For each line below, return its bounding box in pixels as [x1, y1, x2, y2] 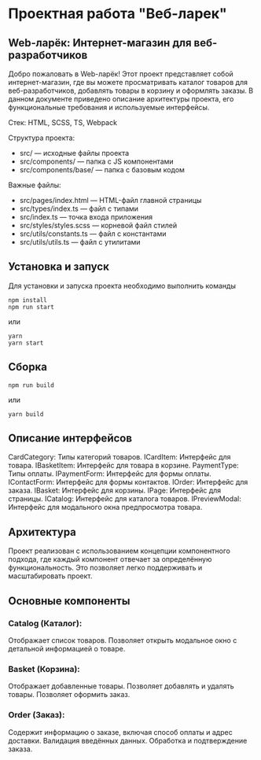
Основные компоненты [8, 594, 130, 607]
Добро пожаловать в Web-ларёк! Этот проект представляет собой [8, 69, 233, 79]
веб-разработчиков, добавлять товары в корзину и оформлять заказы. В [8, 86, 254, 95]
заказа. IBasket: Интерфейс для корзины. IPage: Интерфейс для [8, 485, 222, 496]
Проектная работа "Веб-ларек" [8, 5, 227, 23]
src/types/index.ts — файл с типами [19, 204, 139, 213]
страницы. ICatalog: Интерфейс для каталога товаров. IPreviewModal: [8, 494, 241, 504]
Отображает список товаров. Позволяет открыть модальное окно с [8, 635, 237, 645]
